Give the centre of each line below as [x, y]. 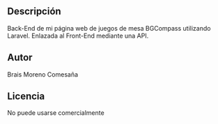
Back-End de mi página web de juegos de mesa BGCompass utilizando [109, 28]
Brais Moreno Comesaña [43, 74]
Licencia [26, 96]
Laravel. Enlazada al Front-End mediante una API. [78, 36]
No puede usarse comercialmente [56, 113]
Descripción [34, 11]
